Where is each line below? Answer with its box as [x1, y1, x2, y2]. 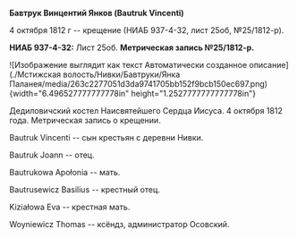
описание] [249, 60, 289, 70]
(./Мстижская [9, 69, 62, 80]
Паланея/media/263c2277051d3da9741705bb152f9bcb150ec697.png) [9, 79, 268, 89]
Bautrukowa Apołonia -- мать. [9, 167, 121, 177]
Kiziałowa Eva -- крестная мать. [9, 201, 131, 212]
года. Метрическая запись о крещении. [9, 115, 161, 125]
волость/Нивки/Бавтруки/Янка [63, 69, 181, 80]
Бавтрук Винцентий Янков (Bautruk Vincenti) [9, 8, 185, 18]
